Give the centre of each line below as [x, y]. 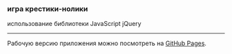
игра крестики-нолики [48, 9]
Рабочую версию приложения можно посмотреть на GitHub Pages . [107, 43]
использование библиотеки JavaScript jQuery [74, 24]
